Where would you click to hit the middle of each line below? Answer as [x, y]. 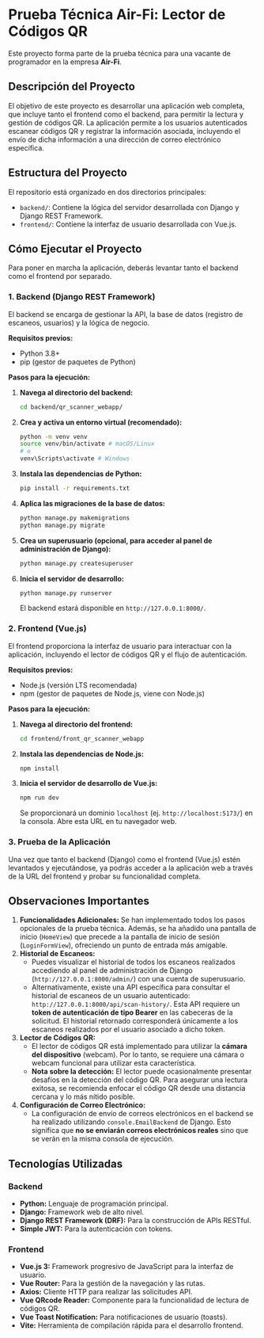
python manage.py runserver [66, 593]
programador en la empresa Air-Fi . [65, 62]
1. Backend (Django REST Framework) [82, 297]
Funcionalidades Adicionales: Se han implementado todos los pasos [132, 920]
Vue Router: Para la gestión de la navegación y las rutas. [112, 1283]
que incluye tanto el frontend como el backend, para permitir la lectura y [126, 114]
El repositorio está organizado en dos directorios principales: [107, 192]
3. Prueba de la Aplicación [59, 842]
